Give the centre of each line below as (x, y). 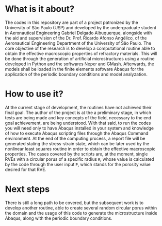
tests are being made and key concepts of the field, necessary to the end (78, 117)
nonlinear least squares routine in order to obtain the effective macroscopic (80, 149)
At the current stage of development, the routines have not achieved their (78, 107)
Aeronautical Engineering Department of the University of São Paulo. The (78, 43)
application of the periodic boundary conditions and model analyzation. (76, 74)
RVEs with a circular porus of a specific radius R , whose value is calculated (80, 159)
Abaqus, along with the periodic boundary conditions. (59, 218)
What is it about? (40, 9)
